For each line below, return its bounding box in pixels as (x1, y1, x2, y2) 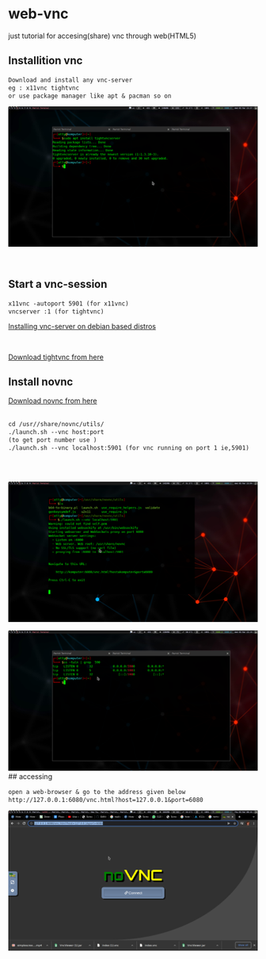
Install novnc (8, 374, 74, 389)
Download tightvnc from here (8, 352, 104, 362)
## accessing (8, 772, 53, 781)
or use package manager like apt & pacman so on (8, 92, 172, 100)
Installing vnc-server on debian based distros (8, 321, 157, 331)
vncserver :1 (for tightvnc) (8, 307, 104, 316)
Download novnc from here (8, 396, 97, 405)
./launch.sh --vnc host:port (8, 428, 104, 436)
